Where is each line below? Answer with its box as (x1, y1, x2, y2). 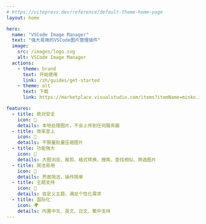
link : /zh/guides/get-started (22, 77, 100, 83)
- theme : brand (17, 66, 56, 72)
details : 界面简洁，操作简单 (17, 174, 84, 180)
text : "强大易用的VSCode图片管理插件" (12, 37, 101, 44)
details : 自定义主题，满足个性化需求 (17, 191, 102, 197)
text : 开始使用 (22, 71, 58, 77)
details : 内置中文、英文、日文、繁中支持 (17, 208, 111, 214)
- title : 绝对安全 (12, 111, 55, 117)
